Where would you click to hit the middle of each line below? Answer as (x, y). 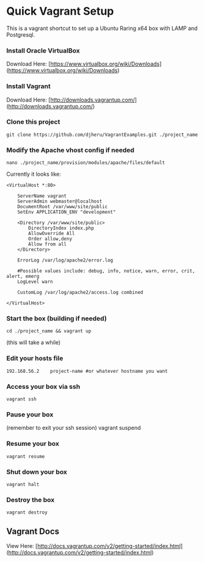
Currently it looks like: (34, 174)
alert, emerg (23, 277)
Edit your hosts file (35, 358)
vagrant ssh (21, 399)
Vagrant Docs (33, 531)
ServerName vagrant (42, 196)
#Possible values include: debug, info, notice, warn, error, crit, (106, 271)
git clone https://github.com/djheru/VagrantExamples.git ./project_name (102, 135)
